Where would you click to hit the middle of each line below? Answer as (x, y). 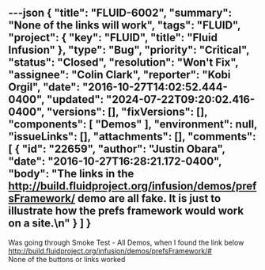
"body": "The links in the (71, 174)
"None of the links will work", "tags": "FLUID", (125, 26)
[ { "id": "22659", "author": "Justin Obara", (117, 149)
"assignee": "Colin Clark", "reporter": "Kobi (119, 75)
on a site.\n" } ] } (50, 224)
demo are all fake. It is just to (150, 198)
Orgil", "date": (44, 87)
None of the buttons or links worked (67, 259)
